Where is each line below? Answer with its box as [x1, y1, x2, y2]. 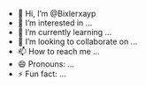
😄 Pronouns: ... [17, 59, 75, 69]
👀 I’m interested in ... [17, 18, 93, 28]
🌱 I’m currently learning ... [17, 27, 112, 37]
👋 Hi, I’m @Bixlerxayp [17, 9, 96, 18]
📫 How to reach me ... [17, 47, 100, 56]
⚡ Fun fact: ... [17, 68, 66, 79]
